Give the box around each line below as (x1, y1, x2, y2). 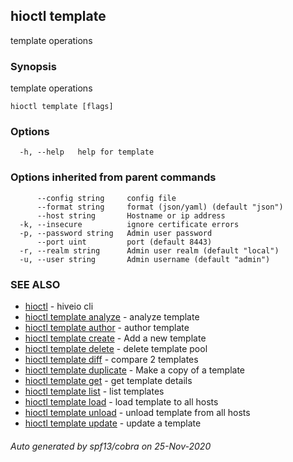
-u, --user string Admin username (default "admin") (19, 254, 271, 264)
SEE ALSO (10, 277, 61, 291)
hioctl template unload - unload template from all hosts (24, 407, 251, 418)
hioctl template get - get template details (24, 375, 193, 386)
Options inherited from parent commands (10, 170, 217, 184)
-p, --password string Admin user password (19, 228, 213, 238)
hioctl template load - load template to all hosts (24, 396, 219, 408)
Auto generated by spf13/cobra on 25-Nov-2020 (10, 440, 212, 452)
